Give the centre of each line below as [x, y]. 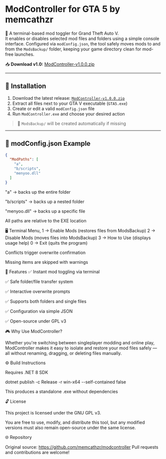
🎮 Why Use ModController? [34, 331]
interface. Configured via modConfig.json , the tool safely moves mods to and [83, 43]
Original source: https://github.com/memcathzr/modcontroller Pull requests [82, 447]
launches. [24, 54]
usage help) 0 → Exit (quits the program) [46, 243]
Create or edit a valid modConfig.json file [53, 108]
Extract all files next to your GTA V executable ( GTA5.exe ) [70, 103]
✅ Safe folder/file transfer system [39, 281]
